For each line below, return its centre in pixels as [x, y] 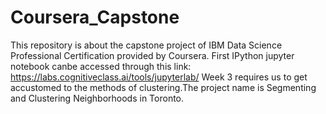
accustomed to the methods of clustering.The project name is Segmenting [163, 87]
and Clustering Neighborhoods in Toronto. [97, 98]
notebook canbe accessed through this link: [101, 66]
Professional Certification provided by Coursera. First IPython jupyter [152, 55]
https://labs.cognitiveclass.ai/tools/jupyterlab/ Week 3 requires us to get [159, 77]
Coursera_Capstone [95, 17]
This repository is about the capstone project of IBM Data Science [146, 45]
